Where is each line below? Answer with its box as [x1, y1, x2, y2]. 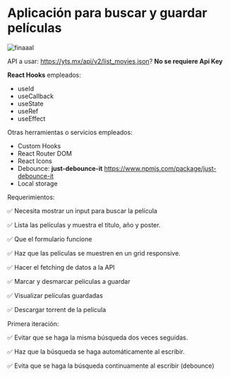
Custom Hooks [17, 141, 61, 150]
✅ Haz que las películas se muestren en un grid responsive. [7, 249, 181, 257]
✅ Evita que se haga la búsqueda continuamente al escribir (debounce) [7, 361, 214, 370]
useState [17, 99, 44, 107]
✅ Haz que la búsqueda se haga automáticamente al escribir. [7, 347, 185, 356]
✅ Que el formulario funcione [7, 234, 92, 243]
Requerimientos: [7, 193, 55, 201]
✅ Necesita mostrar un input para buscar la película [7, 206, 157, 215]
